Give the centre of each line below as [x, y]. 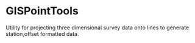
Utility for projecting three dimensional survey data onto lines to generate [97, 27]
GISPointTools [42, 11]
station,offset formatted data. [42, 33]
